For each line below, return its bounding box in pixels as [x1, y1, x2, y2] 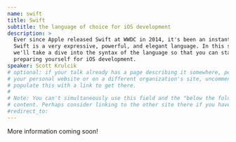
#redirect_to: [7, 108, 49, 115]
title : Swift [7, 17, 46, 24]
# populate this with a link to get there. [7, 82, 137, 89]
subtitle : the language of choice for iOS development [7, 23, 171, 30]
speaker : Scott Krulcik [7, 62, 77, 69]
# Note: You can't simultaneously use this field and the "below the [7, 95, 216, 102]
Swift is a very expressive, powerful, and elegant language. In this [13, 43, 225, 50]
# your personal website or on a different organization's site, [7, 75, 202, 83]
